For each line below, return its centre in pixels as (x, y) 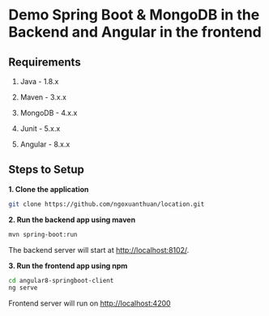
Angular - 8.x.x (45, 144)
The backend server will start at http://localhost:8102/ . (99, 250)
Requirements (45, 62)
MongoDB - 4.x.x (49, 113)
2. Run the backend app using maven (72, 220)
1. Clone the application (49, 189)
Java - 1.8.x (39, 81)
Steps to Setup (47, 170)
